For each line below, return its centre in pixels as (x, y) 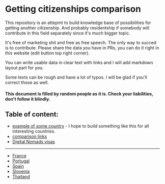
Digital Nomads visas (33, 142)
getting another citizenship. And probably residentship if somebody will (77, 27)
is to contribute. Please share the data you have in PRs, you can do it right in (82, 48)
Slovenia (21, 171)
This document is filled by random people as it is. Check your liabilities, (79, 94)
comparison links (29, 136)
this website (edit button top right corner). (47, 53)
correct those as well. (27, 82)
